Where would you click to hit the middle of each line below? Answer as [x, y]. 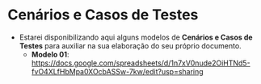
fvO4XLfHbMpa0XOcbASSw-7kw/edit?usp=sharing [117, 71]
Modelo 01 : [50, 54]
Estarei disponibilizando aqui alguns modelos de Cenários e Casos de [136, 37]
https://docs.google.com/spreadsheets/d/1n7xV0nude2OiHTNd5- [141, 63]
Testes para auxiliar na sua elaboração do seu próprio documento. [130, 45]
